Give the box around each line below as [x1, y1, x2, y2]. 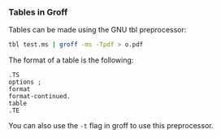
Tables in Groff [8, 6, 68, 18]
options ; [8, 78, 42, 87]
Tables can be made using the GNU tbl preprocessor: [8, 25, 187, 35]
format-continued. [8, 93, 71, 101]
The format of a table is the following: [8, 55, 134, 65]
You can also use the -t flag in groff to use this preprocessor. [8, 121, 214, 131]
